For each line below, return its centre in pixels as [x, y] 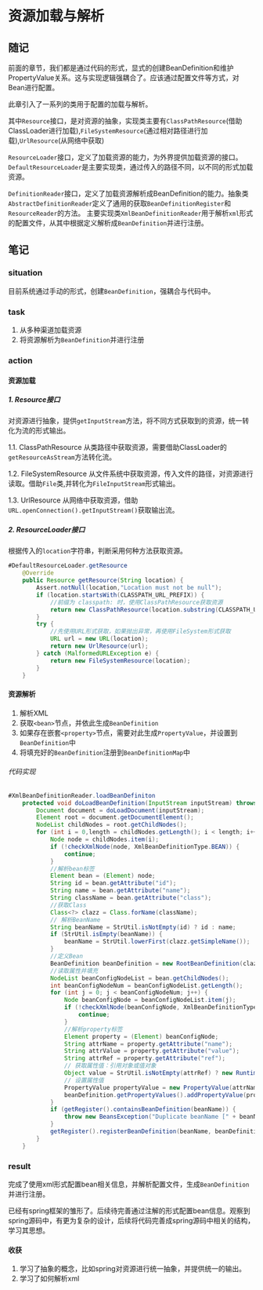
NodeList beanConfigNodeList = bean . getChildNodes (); [139, 978]
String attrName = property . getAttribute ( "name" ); [148, 1044]
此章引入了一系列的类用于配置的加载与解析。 [80, 104]
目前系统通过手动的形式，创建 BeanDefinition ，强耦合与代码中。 [112, 291]
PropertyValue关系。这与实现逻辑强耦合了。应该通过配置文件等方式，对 [124, 78]
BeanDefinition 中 [48, 742]
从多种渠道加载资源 [50, 330]
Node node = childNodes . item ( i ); [104, 840]
